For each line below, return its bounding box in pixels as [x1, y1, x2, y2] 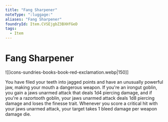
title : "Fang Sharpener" [5, 7, 58, 13]
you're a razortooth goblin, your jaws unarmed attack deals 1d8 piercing [5, 95, 155, 101]
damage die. [5, 111, 31, 117]
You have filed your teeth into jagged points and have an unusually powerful [5, 79, 163, 85]
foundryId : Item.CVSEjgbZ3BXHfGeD [5, 21, 78, 27]
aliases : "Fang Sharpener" [5, 17, 62, 22]
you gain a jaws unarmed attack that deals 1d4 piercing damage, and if [5, 89, 152, 96]
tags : [5, 26, 17, 31]
